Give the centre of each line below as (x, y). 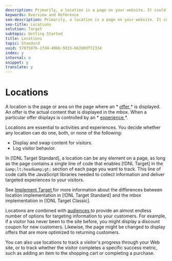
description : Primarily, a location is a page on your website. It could (86, 10)
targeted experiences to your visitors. (45, 180)
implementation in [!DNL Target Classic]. (48, 201)
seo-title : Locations (28, 24)
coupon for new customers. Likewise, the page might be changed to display (85, 227)
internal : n (18, 58)
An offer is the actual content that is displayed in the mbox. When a (76, 112)
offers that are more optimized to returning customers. (63, 232)
